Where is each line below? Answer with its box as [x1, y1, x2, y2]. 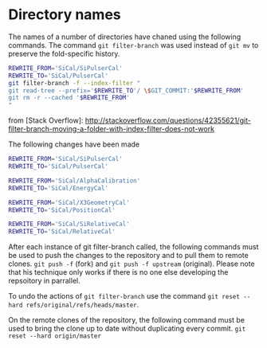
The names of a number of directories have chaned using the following [8, 32, 241, 41]
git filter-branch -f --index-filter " [8, 79, 141, 87]
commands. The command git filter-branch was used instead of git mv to [8, 40, 259, 49]
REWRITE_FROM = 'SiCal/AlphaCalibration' [8, 177, 141, 185]
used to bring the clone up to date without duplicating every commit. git [8, 324, 246, 334]
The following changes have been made [8, 139, 140, 149]
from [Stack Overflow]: [8, 115, 84, 125]
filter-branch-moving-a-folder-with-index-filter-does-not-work [8, 124, 215, 134]
